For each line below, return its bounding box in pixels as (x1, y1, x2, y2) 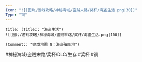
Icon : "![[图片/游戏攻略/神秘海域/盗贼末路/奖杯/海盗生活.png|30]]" (5, 7, 138, 13)
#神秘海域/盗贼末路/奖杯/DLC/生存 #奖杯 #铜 (5, 51, 98, 57)
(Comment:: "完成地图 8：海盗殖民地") (5, 42, 80, 47)
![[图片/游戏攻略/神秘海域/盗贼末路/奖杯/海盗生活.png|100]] (5, 32, 122, 37)
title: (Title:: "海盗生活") (5, 27, 64, 32)
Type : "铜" (5, 12, 28, 17)
